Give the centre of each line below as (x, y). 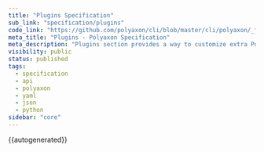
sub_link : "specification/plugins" (66, 23)
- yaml (26, 96)
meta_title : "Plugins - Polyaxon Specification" (89, 37)
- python (29, 110)
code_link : (26, 30)
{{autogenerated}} (38, 139)
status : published (38, 60)
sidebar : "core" (35, 118)
